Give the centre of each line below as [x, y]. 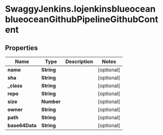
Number [51, 101]
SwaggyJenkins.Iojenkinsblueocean [80, 9]
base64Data [22, 125]
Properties [21, 48]
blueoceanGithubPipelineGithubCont [82, 19]
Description [79, 61]
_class [15, 86]
